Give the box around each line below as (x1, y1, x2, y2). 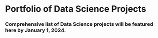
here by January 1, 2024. (5, 27, 66, 34)
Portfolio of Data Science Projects (5, 3, 147, 15)
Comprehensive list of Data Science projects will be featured (5, 21, 154, 28)
